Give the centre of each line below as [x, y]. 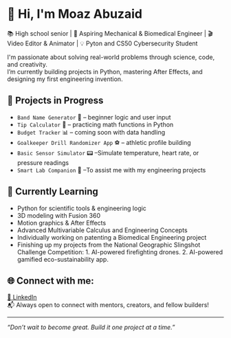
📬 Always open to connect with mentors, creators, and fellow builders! [108, 305]
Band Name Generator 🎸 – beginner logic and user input [94, 117]
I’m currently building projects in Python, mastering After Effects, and [105, 71]
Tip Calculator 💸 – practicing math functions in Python [95, 124]
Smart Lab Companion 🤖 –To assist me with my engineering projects [111, 170]
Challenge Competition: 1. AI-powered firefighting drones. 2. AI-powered [120, 252]
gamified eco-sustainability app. [63, 259]
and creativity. [27, 64]
